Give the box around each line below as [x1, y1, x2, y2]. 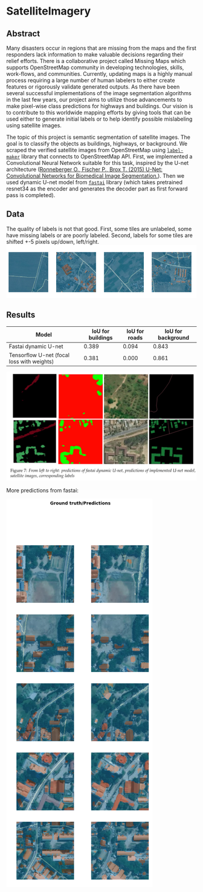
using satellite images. [6, 122, 62, 129]
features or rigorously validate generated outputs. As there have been [6, 83, 180, 90]
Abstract [6, 29, 40, 39]
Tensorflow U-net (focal [8, 351, 69, 358]
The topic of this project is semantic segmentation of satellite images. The [6, 133, 190, 141]
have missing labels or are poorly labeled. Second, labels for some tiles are [6, 232, 193, 239]
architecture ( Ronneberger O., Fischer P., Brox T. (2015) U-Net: [6, 166, 163, 173]
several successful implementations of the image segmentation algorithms [6, 90, 192, 96]
